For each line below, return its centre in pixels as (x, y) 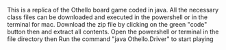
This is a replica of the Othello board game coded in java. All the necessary (113, 10)
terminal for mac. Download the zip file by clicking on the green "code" (107, 24)
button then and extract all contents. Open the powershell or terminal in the (113, 32)
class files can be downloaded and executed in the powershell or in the (107, 17)
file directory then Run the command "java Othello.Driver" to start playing (110, 39)
